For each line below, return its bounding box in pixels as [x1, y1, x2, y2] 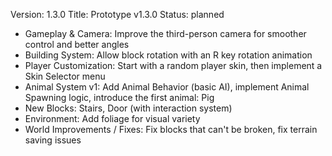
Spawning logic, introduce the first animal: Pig [24, 92, 215, 103]
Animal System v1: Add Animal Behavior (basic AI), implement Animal [24, 81, 310, 93]
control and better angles [24, 39, 130, 50]
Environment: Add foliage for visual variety [24, 113, 201, 124]
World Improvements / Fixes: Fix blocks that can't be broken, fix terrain [24, 124, 318, 135]
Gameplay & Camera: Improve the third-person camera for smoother [24, 28, 307, 39]
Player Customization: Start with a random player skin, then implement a [24, 60, 323, 71]
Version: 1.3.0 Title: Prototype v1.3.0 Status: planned [10, 9, 225, 20]
